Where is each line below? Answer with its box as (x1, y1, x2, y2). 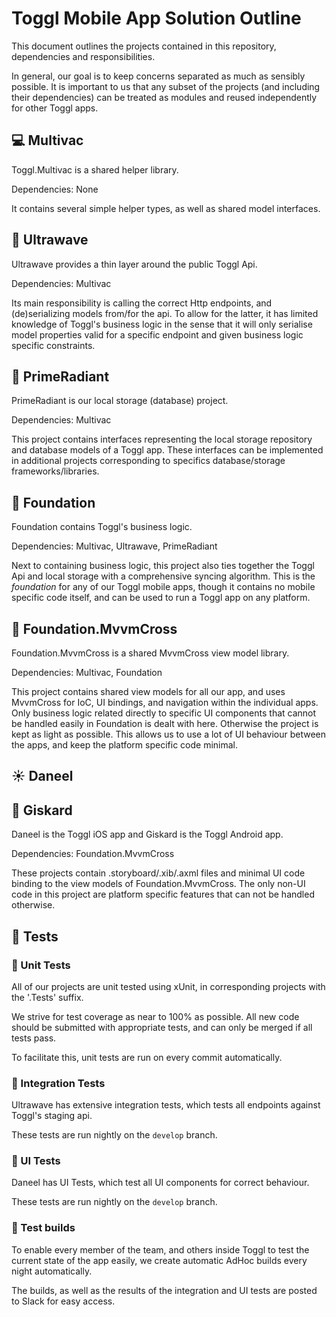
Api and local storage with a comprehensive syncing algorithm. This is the (11, 570, 316, 582)
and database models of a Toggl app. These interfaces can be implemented (11, 444, 324, 456)
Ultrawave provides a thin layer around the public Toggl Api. (11, 258, 258, 270)
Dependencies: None (11, 183, 99, 195)
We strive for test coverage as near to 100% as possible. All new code (11, 1010, 300, 1022)
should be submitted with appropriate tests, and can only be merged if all (11, 1021, 313, 1033)
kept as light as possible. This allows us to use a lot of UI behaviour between (11, 728, 327, 740)
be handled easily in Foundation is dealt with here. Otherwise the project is (11, 718, 319, 729)
